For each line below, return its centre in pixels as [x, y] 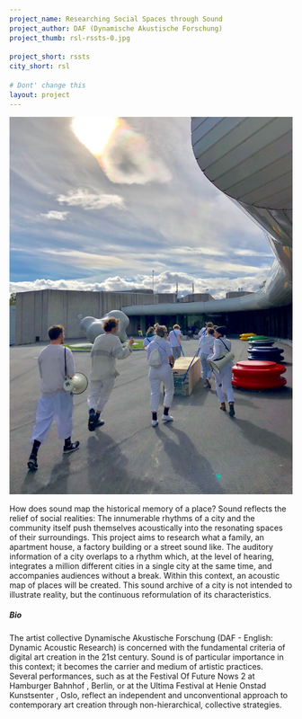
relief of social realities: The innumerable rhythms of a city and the [132, 518]
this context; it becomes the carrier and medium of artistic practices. [136, 666]
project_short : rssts [50, 57]
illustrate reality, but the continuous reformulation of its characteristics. [141, 594]
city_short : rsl [40, 67]
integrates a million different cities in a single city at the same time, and [141, 565]
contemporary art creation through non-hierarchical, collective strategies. [146, 705]
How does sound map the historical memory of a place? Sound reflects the [148, 509]
